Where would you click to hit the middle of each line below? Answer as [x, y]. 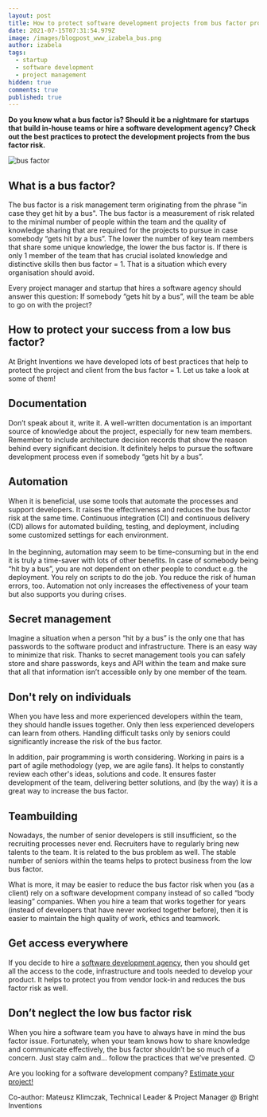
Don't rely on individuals [70, 697]
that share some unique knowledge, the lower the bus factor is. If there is [128, 247]
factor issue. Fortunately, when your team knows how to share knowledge [129, 1041]
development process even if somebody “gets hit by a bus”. [106, 457]
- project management [51, 75]
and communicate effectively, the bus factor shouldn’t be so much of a [124, 1049]
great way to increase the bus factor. [68, 791]
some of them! [32, 378]
